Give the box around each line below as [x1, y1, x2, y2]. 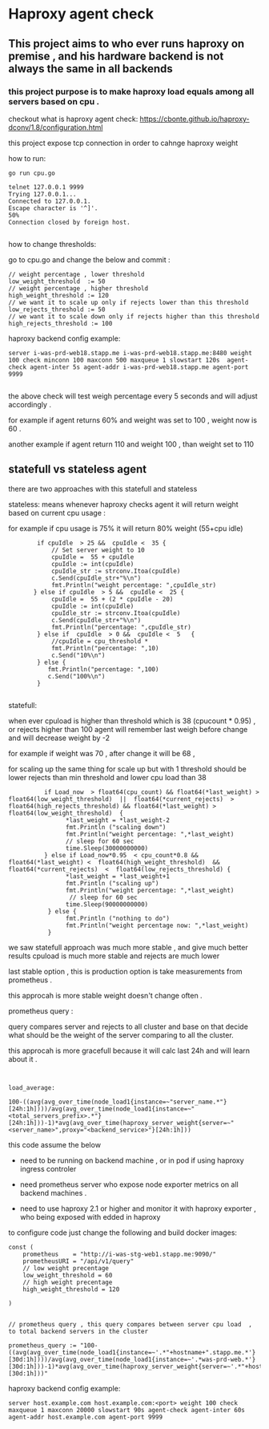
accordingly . [8, 399, 52, 409]
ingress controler [19, 1164, 77, 1173]
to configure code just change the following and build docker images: [8, 1228, 238, 1237]
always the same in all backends [8, 62, 174, 75]
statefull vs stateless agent [8, 463, 147, 476]
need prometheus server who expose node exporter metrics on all [19, 1180, 239, 1189]
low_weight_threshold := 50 [8, 277, 106, 285]
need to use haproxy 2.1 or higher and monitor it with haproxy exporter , [19, 1204, 256, 1213]
